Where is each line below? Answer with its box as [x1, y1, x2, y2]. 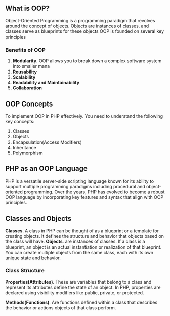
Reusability [12, 68, 37, 75]
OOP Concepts [5, 99, 53, 108]
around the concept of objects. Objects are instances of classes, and [5, 23, 149, 29]
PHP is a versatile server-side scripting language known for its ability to [5, 178, 154, 184]
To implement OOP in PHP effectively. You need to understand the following [5, 113, 163, 119]
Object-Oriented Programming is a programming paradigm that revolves [5, 17, 155, 23]
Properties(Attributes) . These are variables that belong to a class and [5, 278, 152, 285]
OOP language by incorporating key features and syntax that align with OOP [5, 194, 164, 200]
